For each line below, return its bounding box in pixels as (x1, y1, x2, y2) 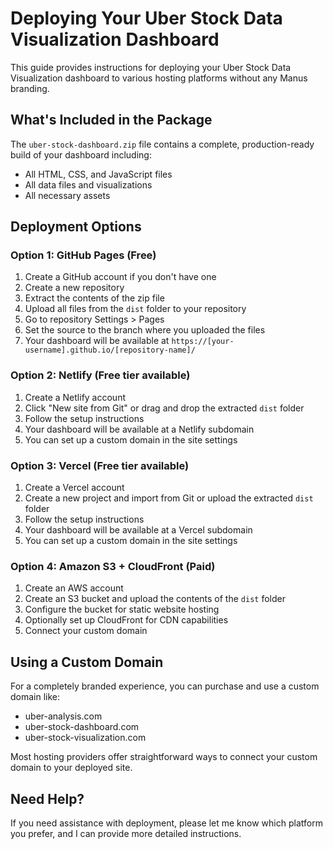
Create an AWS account (24, 582, 124, 594)
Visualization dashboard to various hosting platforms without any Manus (10, 72, 308, 84)
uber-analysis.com (24, 710, 103, 722)
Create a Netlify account (24, 391, 127, 403)
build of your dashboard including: (10, 148, 152, 161)
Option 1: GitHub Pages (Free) (10, 248, 157, 262)
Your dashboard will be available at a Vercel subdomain (24, 524, 253, 536)
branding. (10, 82, 50, 94)
